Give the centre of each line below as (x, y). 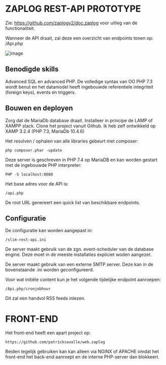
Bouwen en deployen (39, 108)
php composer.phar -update (34, 150)
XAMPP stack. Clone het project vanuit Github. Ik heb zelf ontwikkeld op (80, 126)
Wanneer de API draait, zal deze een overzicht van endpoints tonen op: (79, 38)
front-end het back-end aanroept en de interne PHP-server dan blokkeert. (82, 357)
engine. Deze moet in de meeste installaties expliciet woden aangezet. (78, 254)
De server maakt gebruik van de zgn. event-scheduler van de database (79, 249)
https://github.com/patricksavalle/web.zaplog (55, 342)
